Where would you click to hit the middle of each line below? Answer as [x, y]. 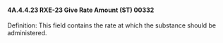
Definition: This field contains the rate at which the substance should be [112, 25]
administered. [27, 33]
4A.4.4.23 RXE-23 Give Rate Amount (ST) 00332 [81, 10]
